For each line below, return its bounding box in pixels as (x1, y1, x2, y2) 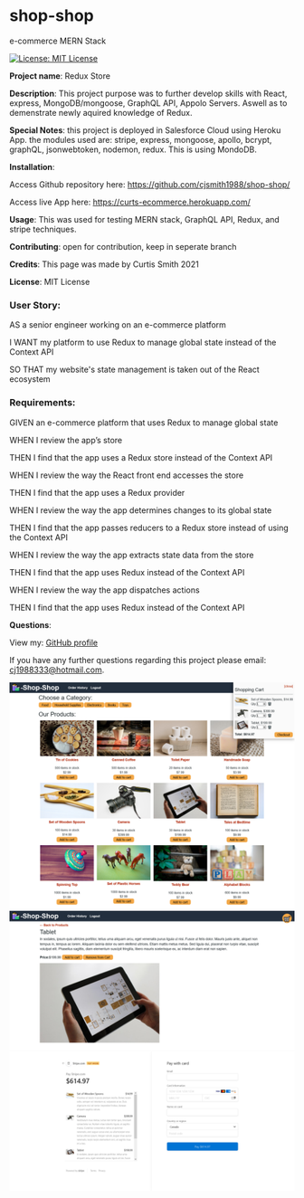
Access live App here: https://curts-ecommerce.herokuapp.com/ (9, 196, 251, 207)
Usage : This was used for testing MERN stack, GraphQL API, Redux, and (9, 214, 280, 224)
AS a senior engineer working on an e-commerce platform (9, 319, 226, 330)
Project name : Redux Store (9, 70, 111, 81)
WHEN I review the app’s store (9, 434, 123, 445)
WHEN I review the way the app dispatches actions (9, 585, 201, 595)
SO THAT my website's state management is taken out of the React (9, 364, 260, 376)
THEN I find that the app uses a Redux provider (9, 487, 185, 498)
